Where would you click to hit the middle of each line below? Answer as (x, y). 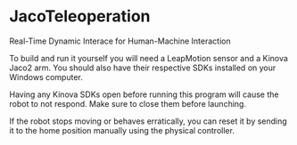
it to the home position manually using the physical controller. (122, 130)
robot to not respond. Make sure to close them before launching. (128, 103)
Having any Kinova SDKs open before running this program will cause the (144, 94)
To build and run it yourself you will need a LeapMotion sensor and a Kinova (148, 58)
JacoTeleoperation (80, 16)
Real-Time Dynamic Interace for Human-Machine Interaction (120, 41)
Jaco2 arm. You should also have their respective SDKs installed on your (143, 68)
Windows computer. (46, 77)
